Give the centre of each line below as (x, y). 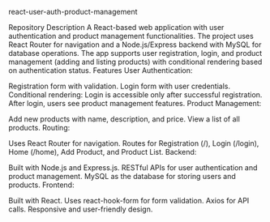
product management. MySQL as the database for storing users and (122, 176)
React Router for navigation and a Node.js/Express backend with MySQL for (135, 45)
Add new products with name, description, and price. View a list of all (124, 119)
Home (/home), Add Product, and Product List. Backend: (103, 152)
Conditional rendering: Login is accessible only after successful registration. (135, 95)
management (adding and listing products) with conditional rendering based (135, 62)
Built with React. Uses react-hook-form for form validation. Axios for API (129, 201)
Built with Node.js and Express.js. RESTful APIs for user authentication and (133, 168)
